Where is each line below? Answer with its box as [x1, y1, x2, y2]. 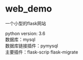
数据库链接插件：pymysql [5, 42, 58, 48]
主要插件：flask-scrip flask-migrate [5, 49, 78, 55]
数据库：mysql [5, 36, 36, 42]
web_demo [5, 3, 52, 15]
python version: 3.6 [5, 30, 45, 36]
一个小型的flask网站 [5, 20, 46, 26]
